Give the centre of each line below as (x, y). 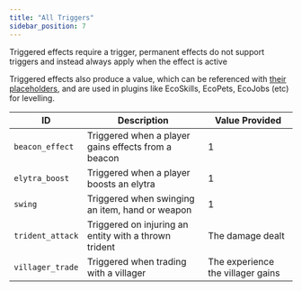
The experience (241, 261)
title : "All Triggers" (52, 18)
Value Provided (248, 120)
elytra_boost (42, 178)
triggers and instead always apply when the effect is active (118, 61)
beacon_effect (44, 146)
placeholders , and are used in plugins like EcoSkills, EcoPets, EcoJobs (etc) (149, 88)
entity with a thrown (129, 235)
